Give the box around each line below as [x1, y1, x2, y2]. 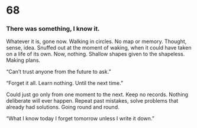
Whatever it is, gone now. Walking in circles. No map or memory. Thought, [6, 38, 187, 45]
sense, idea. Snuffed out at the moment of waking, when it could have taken [6, 44, 192, 51]
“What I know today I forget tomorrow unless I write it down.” [6, 115, 155, 122]
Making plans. [6, 57, 40, 64]
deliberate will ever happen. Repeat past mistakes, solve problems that [6, 97, 179, 104]
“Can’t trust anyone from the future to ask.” [6, 68, 111, 76]
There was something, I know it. [6, 25, 100, 33]
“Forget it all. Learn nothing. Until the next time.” [6, 80, 123, 87]
